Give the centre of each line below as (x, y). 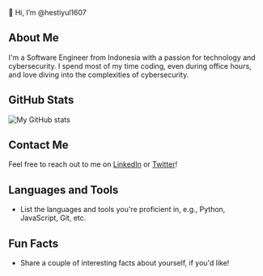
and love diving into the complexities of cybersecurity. (99, 74)
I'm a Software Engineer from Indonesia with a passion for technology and (132, 57)
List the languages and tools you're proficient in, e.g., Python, (123, 210)
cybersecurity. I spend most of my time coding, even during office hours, (130, 66)
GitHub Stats (41, 100)
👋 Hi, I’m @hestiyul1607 (47, 13)
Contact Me (38, 145)
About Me (34, 38)
